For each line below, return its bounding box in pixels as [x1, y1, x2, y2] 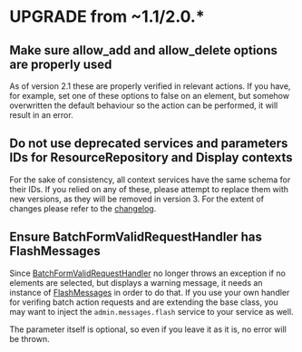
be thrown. [9, 333, 50, 344]
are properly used [9, 56, 112, 72]
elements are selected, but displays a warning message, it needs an [9, 277, 263, 288]
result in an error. [9, 110, 74, 120]
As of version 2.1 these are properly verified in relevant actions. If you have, [9, 81, 291, 92]
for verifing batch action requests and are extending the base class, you [9, 297, 278, 308]
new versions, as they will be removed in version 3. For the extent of [9, 193, 265, 204]
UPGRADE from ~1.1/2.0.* [9, 6, 206, 27]
